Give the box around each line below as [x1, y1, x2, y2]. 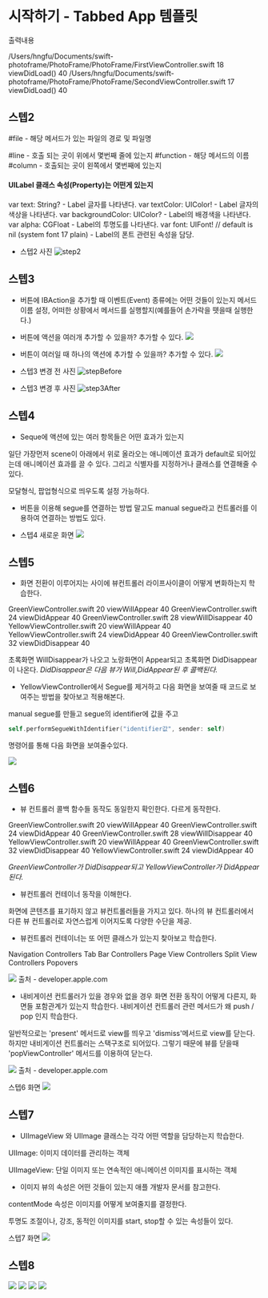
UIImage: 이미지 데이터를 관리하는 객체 [8, 1147, 130, 1158]
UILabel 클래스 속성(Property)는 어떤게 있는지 [8, 180, 154, 190]
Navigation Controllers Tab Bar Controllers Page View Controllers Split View [8, 949, 258, 959]
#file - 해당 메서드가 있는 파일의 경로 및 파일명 [8, 133, 152, 143]
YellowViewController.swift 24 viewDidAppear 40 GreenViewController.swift [8, 630, 258, 639]
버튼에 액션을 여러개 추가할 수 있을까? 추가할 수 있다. [19, 332, 184, 341]
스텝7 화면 [8, 1233, 41, 1243]
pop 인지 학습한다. [19, 1011, 78, 1022]
